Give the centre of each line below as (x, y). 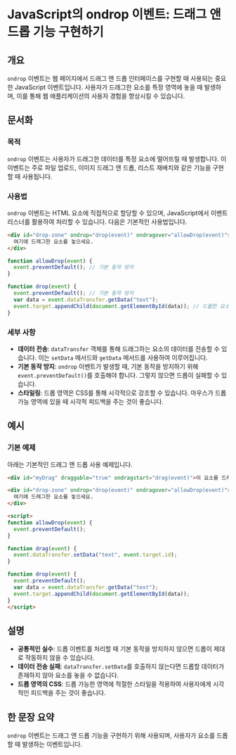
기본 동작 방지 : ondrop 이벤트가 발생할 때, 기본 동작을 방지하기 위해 (108, 366)
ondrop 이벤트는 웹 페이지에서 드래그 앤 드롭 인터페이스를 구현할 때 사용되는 (110, 78)
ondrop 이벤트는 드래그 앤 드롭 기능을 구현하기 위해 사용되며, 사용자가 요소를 (111, 735)
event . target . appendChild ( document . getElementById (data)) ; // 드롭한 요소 (122, 306)
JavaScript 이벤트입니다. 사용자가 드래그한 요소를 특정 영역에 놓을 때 (109, 87)
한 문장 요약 (31, 717)
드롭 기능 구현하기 (55, 32)
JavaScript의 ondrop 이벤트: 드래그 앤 (114, 14)
